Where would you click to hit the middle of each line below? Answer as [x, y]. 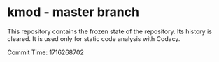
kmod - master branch [73, 12]
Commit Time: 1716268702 [45, 52]
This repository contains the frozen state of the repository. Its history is [109, 31]
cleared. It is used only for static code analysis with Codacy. [94, 38]
